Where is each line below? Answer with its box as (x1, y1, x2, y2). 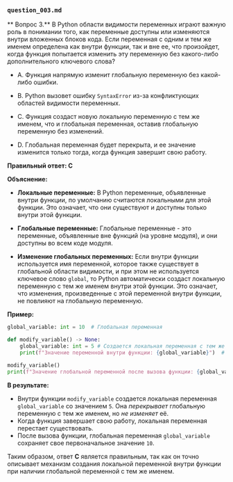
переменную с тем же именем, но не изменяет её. (17, 409, 169, 417)
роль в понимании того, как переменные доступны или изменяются (7, 28, 210, 36)
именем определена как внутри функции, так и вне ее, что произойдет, (7, 42, 220, 51)
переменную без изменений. (17, 127, 104, 136)
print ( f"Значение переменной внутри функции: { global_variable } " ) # (19, 349, 225, 356)
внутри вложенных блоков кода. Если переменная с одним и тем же (7, 35, 212, 44)
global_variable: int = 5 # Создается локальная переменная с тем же (19, 343, 225, 350)
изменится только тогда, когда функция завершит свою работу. (17, 148, 207, 156)
